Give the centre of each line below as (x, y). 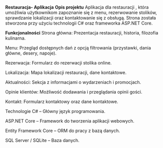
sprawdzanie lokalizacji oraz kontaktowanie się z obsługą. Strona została (80, 18)
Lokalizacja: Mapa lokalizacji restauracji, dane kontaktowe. (66, 72)
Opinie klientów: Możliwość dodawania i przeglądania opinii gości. (74, 92)
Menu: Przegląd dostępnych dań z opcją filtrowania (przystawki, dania (78, 48)
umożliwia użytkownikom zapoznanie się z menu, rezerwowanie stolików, (81, 12)
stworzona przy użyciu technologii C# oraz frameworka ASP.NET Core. (79, 23)
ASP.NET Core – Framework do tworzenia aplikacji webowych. (70, 121)
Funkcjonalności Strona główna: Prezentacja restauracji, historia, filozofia (82, 33)
